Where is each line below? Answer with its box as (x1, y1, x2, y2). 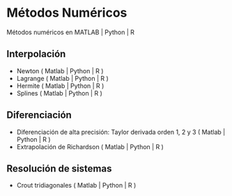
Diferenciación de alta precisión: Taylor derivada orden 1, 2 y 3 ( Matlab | (16, 128, 226, 136)
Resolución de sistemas (6, 163, 112, 174)
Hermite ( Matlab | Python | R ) (16, 82, 105, 90)
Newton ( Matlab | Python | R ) (16, 66, 104, 75)
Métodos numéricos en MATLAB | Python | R (6, 28, 135, 36)
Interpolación (6, 48, 66, 60)
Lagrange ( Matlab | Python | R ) (16, 74, 109, 82)
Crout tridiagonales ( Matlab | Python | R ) (16, 181, 137, 190)
